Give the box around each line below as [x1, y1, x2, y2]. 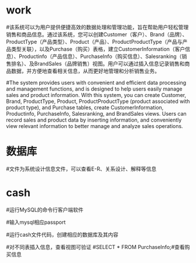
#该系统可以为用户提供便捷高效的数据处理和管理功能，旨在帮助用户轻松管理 [6, 23, 189, 30]
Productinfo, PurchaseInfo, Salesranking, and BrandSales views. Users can [6, 110, 187, 117]
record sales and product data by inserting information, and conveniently [6, 116, 182, 123]
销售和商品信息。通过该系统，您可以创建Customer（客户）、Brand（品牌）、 [6, 30, 188, 38]
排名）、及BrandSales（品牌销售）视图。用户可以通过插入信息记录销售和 [11, 60, 185, 67]
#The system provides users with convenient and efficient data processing [6, 79, 187, 86]
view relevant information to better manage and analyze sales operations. [6, 122, 183, 129]
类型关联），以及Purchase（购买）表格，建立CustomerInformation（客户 [11, 45, 185, 53]
